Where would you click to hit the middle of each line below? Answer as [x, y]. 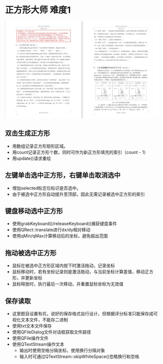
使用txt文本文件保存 [32, 326]
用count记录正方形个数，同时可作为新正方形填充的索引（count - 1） [80, 152]
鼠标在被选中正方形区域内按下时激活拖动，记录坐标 [63, 266]
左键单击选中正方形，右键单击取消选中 [63, 175]
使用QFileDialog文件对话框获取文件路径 [51, 332]
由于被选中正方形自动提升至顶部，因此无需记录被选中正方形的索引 [78, 194]
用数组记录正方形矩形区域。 [40, 146]
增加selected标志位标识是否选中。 [47, 188]
